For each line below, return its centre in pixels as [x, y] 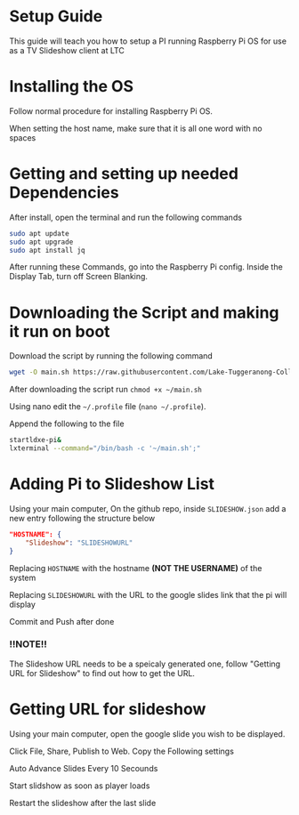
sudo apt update [39, 233]
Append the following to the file [67, 424]
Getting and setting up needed [124, 174]
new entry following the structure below [82, 518]
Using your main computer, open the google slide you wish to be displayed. [147, 734]
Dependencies [64, 193]
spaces [23, 137]
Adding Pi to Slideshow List [112, 484]
